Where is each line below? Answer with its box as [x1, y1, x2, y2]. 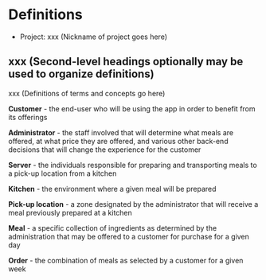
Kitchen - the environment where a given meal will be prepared [8, 184, 217, 193]
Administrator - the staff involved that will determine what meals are [8, 127, 233, 137]
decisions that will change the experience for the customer [8, 145, 201, 154]
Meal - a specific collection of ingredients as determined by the [8, 223, 217, 232]
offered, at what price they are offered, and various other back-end [8, 136, 229, 146]
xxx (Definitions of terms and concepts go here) [8, 88, 166, 98]
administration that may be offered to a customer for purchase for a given [8, 231, 249, 241]
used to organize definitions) [8, 68, 155, 81]
